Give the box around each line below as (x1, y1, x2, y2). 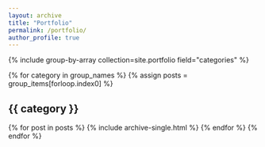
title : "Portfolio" (8, 19, 73, 27)
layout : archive (8, 11, 62, 20)
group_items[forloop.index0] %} (8, 79, 113, 89)
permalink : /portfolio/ (8, 26, 87, 34)
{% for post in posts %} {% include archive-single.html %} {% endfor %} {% (8, 123, 258, 133)
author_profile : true (8, 33, 80, 42)
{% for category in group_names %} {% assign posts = (8, 70, 188, 80)
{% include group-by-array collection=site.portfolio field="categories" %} (8, 55, 250, 65)
